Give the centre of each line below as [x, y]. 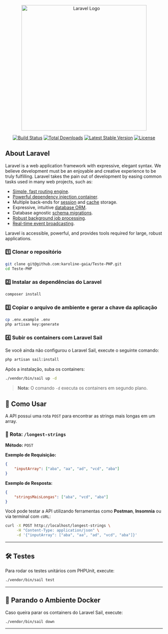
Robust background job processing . [49, 218]
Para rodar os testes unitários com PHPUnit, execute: [60, 571]
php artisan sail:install [32, 360]
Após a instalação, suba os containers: [45, 369]
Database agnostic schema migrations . [53, 213]
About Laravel [27, 153]
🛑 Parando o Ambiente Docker [53, 600]
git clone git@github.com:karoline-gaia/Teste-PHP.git [63, 264]
